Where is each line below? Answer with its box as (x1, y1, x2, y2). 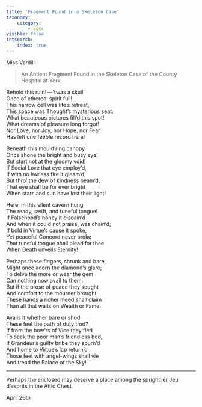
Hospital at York (20, 76, 61, 84)
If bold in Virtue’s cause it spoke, (6, 227, 87, 234)
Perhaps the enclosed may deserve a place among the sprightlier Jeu (6, 376, 179, 383)
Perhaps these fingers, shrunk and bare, (6, 257, 106, 265)
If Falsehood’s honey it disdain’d (6, 214, 86, 221)
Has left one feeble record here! (6, 133, 85, 140)
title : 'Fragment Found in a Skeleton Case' (6, 8, 120, 15)
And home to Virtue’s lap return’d (6, 346, 88, 353)
